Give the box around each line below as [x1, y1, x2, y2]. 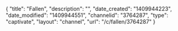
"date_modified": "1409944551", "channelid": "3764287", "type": [5, 12, 169, 19]
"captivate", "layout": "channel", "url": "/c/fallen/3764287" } [5, 18, 156, 25]
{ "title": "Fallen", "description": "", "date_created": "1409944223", [5, 5, 172, 12]
